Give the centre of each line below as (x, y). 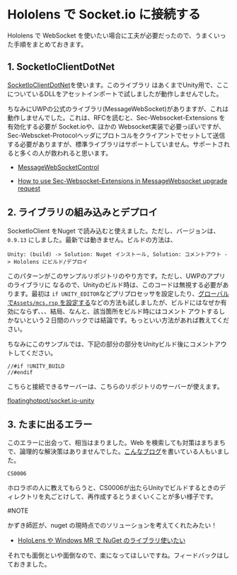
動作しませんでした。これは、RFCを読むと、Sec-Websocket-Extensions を (116, 117)
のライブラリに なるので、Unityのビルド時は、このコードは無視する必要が (115, 284)
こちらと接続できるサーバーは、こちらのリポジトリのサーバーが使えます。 (116, 386)
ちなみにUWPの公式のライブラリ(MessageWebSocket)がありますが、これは (118, 109)
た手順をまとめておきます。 (47, 44)
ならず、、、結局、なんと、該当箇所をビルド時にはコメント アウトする (119, 311)
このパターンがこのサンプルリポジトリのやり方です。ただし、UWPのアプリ (116, 276)
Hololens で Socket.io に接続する (104, 14)
